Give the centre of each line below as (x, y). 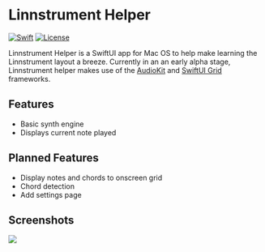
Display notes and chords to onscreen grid (91, 177)
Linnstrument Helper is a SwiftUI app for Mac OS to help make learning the (133, 53)
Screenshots (41, 220)
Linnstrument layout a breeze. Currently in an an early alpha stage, (120, 62)
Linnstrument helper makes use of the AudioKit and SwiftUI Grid (115, 70)
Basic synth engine (52, 124)
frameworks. (30, 79)
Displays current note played (68, 132)
